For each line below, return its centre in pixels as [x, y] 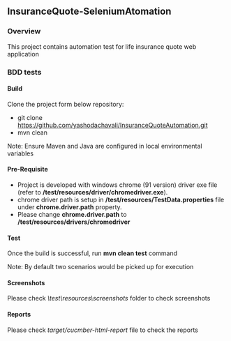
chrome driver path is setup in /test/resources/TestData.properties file [121, 200]
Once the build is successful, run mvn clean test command [92, 253]
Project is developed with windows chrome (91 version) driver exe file [117, 185]
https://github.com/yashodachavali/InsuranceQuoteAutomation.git [112, 125]
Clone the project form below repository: [66, 104]
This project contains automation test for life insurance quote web [102, 46]
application [23, 54]
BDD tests [24, 72]
